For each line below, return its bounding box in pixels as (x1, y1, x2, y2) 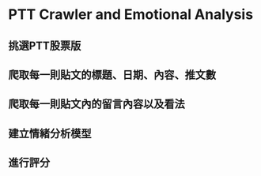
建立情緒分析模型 (8, 126, 92, 140)
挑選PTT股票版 (8, 39, 81, 52)
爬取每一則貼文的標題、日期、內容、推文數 (8, 68, 216, 81)
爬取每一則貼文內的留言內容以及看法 (8, 97, 185, 111)
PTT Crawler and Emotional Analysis (8, 6, 254, 24)
